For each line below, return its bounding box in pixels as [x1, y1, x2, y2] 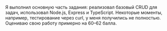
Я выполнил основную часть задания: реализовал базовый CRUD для [5, 4, 157, 10]
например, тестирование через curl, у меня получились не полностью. [5, 15, 161, 20]
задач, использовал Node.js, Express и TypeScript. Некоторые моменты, [5, 9, 163, 15]
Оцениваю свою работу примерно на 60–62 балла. [5, 20, 117, 26]
